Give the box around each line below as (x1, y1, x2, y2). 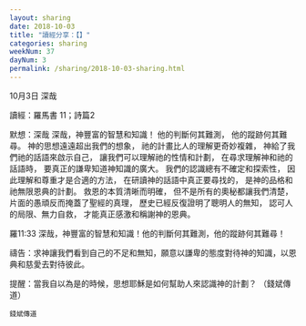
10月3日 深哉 (9, 90, 57, 101)
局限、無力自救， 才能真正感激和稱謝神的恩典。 (16, 209, 196, 219)
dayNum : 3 (9, 56, 47, 65)
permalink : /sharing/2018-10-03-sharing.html (9, 65, 185, 74)
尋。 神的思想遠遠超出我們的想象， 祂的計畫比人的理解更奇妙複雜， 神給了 (9, 140, 288, 151)
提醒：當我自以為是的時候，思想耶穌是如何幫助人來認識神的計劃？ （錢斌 (9, 278, 283, 289)
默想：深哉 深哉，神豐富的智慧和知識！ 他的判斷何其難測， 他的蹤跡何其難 (9, 128, 288, 139)
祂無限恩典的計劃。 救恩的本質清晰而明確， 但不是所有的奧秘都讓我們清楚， (9, 186, 293, 197)
